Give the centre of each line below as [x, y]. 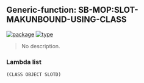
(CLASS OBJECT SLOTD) [34, 75]
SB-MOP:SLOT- [108, 10]
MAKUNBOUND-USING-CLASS [67, 20]
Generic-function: [41, 10]
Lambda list [24, 62]
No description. [41, 46]
